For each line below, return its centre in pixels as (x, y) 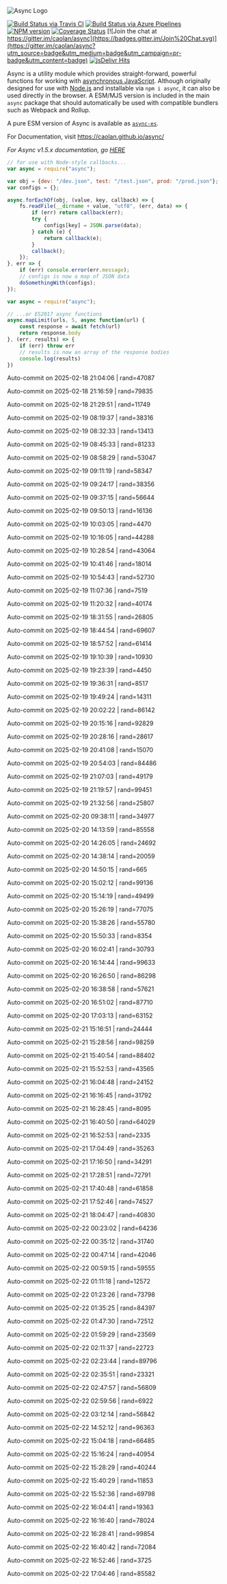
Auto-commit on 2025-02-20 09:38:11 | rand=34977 (81, 817)
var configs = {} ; (33, 188)
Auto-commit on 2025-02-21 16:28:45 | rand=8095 (79, 1109)
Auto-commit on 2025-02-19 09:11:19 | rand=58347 (80, 471)
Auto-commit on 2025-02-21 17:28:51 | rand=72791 (79, 1175)
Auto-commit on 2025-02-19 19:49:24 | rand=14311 (79, 697)
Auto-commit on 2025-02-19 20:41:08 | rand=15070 (80, 750)
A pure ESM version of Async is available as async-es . (83, 123)
